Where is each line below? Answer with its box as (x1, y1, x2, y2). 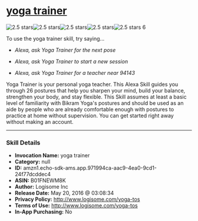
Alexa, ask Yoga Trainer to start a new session (14, 58, 128, 65)
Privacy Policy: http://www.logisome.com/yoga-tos (14, 196, 140, 203)
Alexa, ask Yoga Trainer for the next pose (14, 46, 116, 54)
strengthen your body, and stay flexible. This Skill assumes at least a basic (6, 93, 187, 100)
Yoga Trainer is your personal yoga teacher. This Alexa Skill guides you (6, 81, 179, 88)
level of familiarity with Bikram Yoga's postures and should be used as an (6, 99, 184, 107)
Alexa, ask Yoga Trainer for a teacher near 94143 (14, 69, 136, 76)
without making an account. (6, 118, 74, 125)
